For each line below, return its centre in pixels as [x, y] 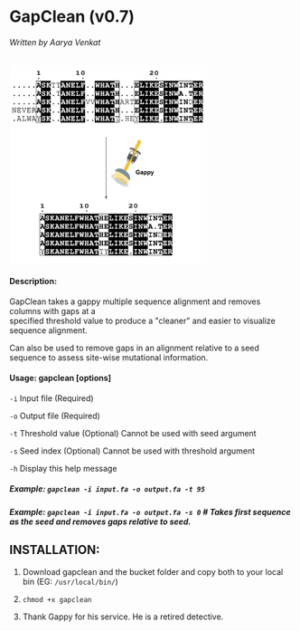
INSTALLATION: [55, 550]
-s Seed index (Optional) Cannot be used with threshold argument [132, 451]
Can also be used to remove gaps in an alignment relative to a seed [135, 348]
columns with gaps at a [53, 311]
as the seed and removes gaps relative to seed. [100, 521]
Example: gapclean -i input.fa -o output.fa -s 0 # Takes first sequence [150, 511]
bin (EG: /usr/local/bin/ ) [70, 581]
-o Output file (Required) [55, 416]
